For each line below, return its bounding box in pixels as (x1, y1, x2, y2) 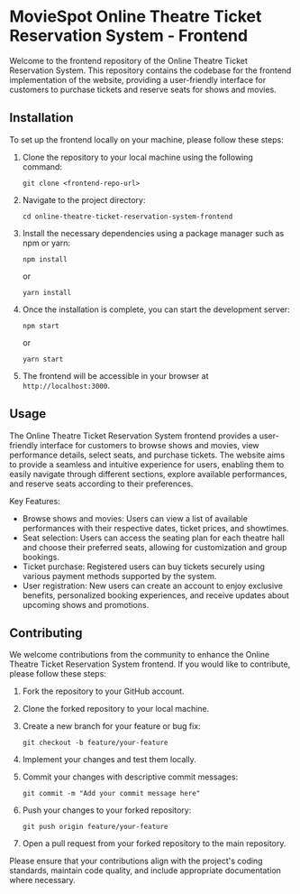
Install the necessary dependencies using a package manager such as (22, 227, 285, 238)
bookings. (22, 551, 60, 562)
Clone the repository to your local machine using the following (22, 152, 254, 162)
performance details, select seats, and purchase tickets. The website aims (9, 449, 286, 460)
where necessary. (9, 875, 77, 886)
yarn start (22, 355, 64, 364)
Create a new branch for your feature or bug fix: (22, 721, 201, 732)
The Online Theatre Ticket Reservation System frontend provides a (9, 430, 258, 441)
